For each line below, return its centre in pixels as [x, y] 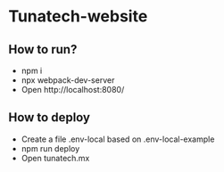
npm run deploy [50, 148]
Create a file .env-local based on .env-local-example [118, 139]
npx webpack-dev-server [68, 80]
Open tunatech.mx [55, 158]
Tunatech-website [78, 16]
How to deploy [50, 118]
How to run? [43, 49]
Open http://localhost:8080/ [73, 90]
